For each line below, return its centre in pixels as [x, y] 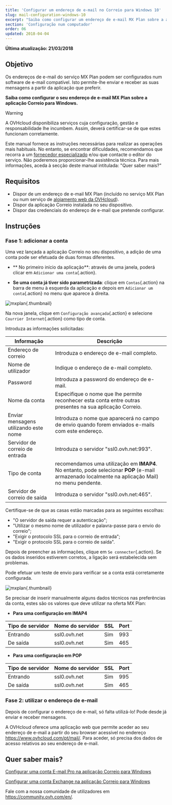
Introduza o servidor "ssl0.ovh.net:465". [104, 494]
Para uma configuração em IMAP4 [50, 613]
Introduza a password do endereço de [101, 379]
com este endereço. [79, 431]
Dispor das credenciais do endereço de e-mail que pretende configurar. [89, 210]
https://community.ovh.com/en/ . [39, 797]
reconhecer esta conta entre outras [98, 401]
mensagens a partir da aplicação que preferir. [53, 88]
